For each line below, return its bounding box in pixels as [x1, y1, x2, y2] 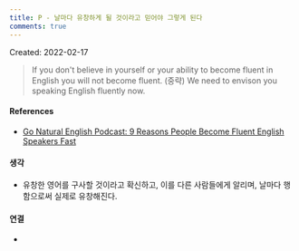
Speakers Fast [22, 135, 77, 146]
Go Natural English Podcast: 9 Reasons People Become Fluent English [22, 126, 285, 137]
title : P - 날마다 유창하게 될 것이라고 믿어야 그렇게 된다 [9, 13, 203, 23]
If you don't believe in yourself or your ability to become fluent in [31, 64, 274, 75]
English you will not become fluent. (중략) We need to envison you [31, 74, 278, 86]
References [9, 106, 54, 117]
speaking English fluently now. [31, 85, 146, 96]
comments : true [9, 22, 67, 31]
